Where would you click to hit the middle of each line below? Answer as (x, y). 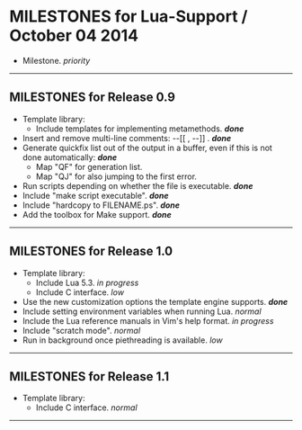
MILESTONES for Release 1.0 (91, 251)
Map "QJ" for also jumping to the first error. (116, 176)
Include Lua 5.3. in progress (87, 282)
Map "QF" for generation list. (89, 166)
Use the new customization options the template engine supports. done (155, 301)
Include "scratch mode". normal (81, 330)
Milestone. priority (56, 60)
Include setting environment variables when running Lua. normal (142, 311)
